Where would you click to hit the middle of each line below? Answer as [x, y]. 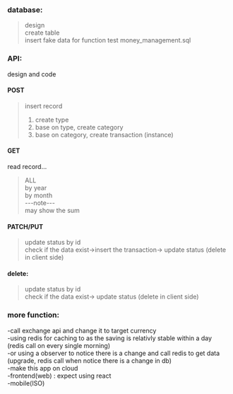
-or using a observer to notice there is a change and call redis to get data [114, 353]
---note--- [40, 203]
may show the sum [52, 210]
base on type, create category [79, 127]
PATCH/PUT [25, 226]
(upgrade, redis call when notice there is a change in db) [89, 360]
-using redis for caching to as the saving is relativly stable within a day [110, 338]
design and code [32, 74]
